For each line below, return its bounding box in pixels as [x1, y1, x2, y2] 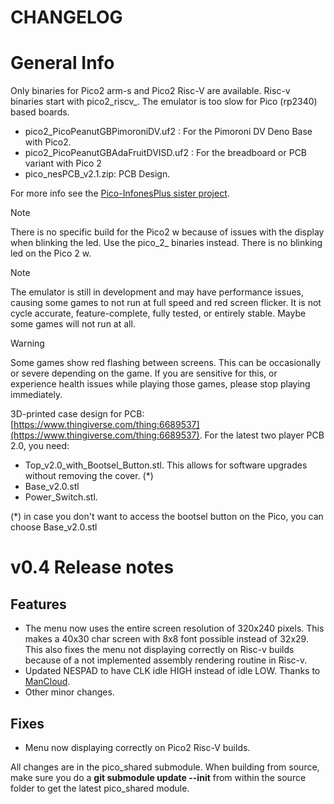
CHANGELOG [10, 6, 123, 29]
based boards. [10, 106, 70, 118]
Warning [10, 337, 45, 350]
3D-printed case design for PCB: [10, 408, 145, 420]
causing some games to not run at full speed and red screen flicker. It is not [10, 297, 322, 309]
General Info [10, 52, 115, 75]
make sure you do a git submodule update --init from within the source [10, 771, 307, 783]
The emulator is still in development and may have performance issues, [10, 286, 305, 298]
